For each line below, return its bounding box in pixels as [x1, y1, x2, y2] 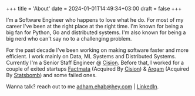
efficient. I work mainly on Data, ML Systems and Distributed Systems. [6, 53, 176, 59]
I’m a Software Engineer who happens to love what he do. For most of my [6, 16, 184, 23]
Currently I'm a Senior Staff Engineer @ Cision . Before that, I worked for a [6, 59, 184, 66]
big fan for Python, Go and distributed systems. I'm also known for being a [6, 29, 186, 36]
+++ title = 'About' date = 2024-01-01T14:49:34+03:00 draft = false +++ [6, 5, 182, 12]
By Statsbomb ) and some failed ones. [6, 72, 97, 78]
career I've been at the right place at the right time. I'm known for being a [6, 23, 183, 29]
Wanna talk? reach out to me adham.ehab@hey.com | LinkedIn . [6, 83, 159, 90]
